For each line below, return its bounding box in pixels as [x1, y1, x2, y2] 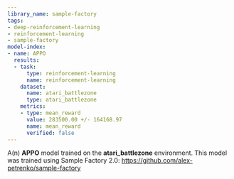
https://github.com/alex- [121, 156, 193, 165]
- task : [14, 63, 37, 70]
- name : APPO [7, 50, 46, 58]
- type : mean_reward [20, 109, 81, 116]
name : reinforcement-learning [26, 76, 116, 84]
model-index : [7, 43, 46, 50]
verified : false [26, 129, 75, 136]
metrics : [20, 103, 46, 110]
